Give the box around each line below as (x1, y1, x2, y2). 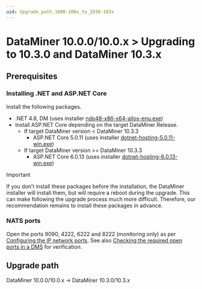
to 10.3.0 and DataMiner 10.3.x (6, 47, 162, 61)
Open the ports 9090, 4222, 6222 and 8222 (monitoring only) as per (6, 230, 176, 237)
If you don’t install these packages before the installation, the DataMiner (6, 183, 185, 190)
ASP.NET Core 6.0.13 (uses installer (32, 153, 121, 160)
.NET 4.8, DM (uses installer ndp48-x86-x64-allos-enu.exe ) (14, 115, 164, 122)
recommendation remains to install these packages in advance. (6, 202, 163, 209)
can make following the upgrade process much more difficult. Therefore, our (6, 195, 196, 202)
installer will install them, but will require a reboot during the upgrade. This (6, 189, 190, 196)
